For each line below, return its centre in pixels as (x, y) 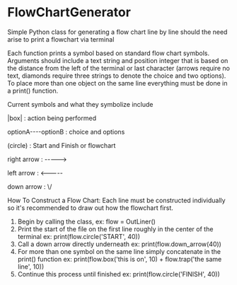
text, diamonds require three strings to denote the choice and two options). (117, 76)
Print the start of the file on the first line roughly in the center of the (115, 229)
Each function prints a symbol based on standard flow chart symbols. (109, 53)
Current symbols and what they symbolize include (80, 104)
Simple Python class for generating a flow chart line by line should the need (117, 32)
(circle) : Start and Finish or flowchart (62, 145)
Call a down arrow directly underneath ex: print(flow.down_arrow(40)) (119, 244)
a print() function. (33, 91)
